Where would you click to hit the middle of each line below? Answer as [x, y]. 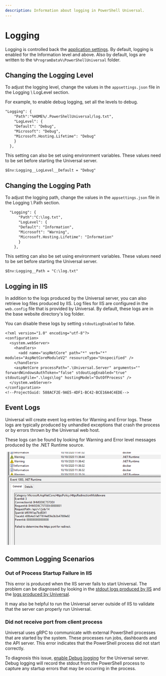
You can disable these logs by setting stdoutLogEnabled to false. [70, 323]
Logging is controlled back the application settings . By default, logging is [79, 49]
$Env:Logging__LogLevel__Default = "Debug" [51, 171]
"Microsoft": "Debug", [37, 132]
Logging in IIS [26, 286]
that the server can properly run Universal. [48, 609]
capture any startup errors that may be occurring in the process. [71, 669]
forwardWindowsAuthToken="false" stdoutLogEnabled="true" [66, 373]
